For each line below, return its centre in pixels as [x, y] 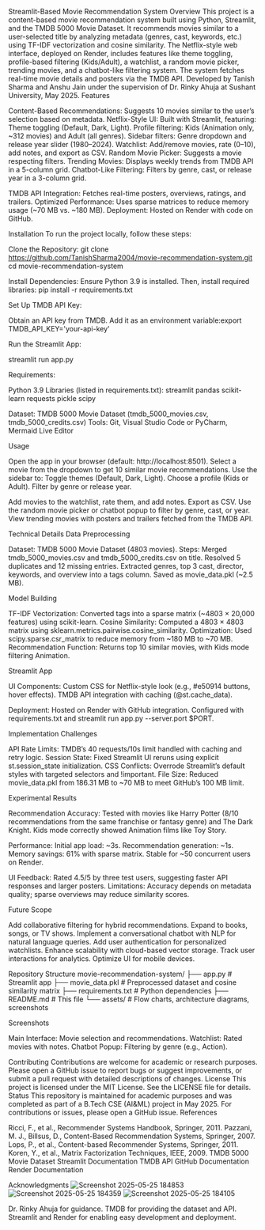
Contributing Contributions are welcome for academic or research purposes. [133, 1062]
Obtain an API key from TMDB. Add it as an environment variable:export [125, 320]
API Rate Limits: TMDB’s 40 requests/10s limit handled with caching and [125, 749]
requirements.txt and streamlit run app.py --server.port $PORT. [111, 718]
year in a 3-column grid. [47, 178]
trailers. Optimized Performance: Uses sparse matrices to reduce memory [129, 202]
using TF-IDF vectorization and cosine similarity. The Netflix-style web [123, 45]
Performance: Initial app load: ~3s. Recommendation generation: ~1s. [121, 845]
